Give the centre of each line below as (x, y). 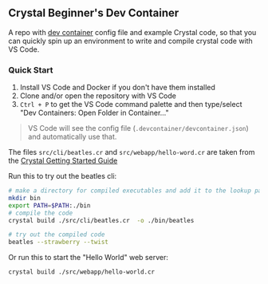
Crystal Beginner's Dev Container (94, 13)
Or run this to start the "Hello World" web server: (89, 258)
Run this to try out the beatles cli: (63, 176)
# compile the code (41, 213)
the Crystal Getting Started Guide (63, 161)
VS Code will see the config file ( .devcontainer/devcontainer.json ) (138, 128)
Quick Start (31, 69)
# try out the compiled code (57, 235)
